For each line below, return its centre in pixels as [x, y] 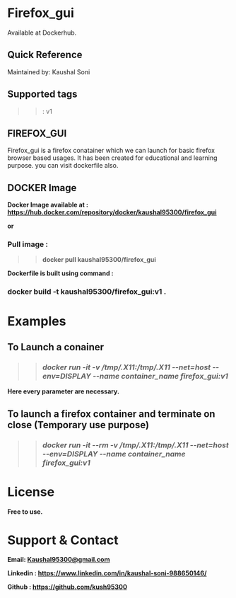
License [31, 491]
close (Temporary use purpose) [78, 425]
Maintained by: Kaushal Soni [49, 71]
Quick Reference [45, 55]
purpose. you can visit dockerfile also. [63, 166]
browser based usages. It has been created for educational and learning [112, 158]
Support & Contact [63, 540]
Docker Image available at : [48, 205]
